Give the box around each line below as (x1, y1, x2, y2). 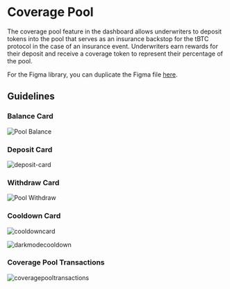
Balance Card (7, 111, 54, 121)
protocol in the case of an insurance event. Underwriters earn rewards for (7, 42, 219, 50)
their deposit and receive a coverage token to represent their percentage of (7, 49, 224, 58)
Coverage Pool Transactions (7, 258, 106, 267)
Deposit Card (7, 144, 53, 154)
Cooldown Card (7, 211, 61, 221)
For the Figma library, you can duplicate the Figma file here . (7, 70, 178, 79)
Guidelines (7, 91, 55, 102)
